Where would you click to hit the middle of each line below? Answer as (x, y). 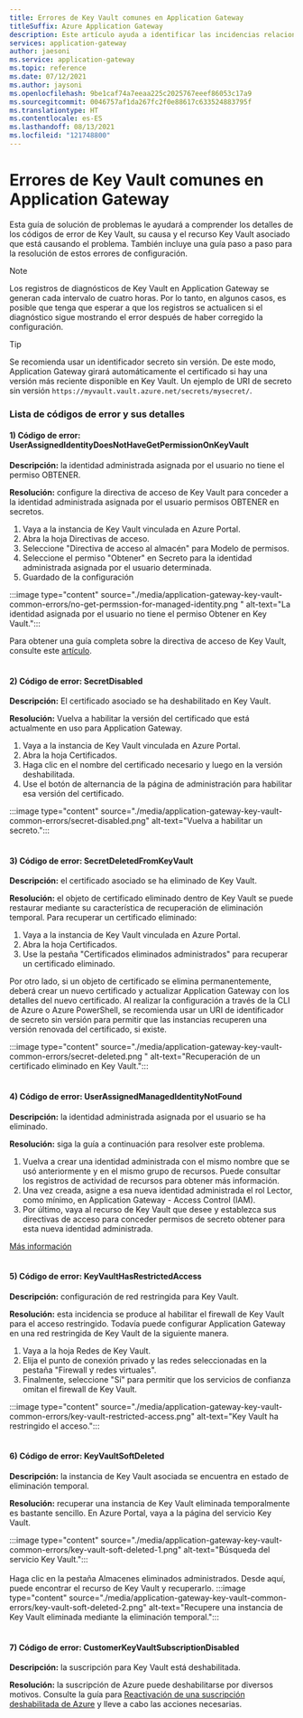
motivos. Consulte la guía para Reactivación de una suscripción (127, 1694)
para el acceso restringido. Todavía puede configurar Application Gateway (147, 1323)
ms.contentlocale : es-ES (56, 118)
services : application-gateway (68, 43)
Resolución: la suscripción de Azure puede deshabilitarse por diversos (141, 1685)
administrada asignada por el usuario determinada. (117, 567)
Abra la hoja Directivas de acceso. (86, 538)
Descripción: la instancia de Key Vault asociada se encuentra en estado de (149, 1476)
